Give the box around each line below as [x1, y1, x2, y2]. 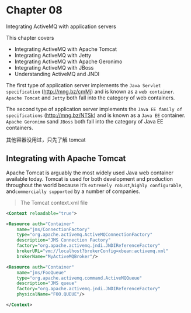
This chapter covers [6, 34, 54, 41]
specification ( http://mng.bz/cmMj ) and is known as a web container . [6, 88, 175, 95]
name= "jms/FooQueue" [16, 270, 67, 276]
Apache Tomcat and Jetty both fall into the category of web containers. [6, 94, 175, 101]
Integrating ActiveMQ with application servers [6, 23, 117, 30]
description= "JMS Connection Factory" [16, 238, 111, 243]
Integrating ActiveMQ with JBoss [14, 64, 94, 71]
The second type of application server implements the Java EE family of [6, 105, 183, 112]
